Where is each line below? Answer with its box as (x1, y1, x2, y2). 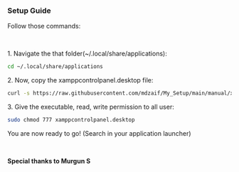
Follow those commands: (7, 22, 81, 31)
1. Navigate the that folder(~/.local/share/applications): (7, 49, 167, 58)
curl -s (7, 90, 31, 97)
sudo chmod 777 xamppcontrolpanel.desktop (7, 117, 135, 124)
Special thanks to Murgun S (7, 156, 91, 165)
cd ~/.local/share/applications (7, 63, 103, 70)
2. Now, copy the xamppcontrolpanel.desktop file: (7, 76, 154, 85)
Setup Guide (7, 6, 51, 16)
